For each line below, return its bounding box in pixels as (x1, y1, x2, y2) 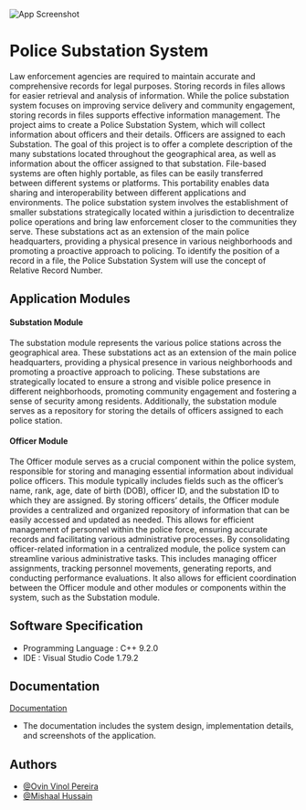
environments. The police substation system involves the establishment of (9, 196, 289, 207)
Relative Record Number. (9, 265, 103, 276)
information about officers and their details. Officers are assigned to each (9, 129, 286, 140)
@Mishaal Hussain (22, 791, 93, 802)
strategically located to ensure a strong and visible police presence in (9, 375, 271, 387)
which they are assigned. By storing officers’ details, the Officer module (9, 494, 280, 506)
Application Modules (9, 291, 131, 307)
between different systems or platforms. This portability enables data (9, 177, 269, 188)
